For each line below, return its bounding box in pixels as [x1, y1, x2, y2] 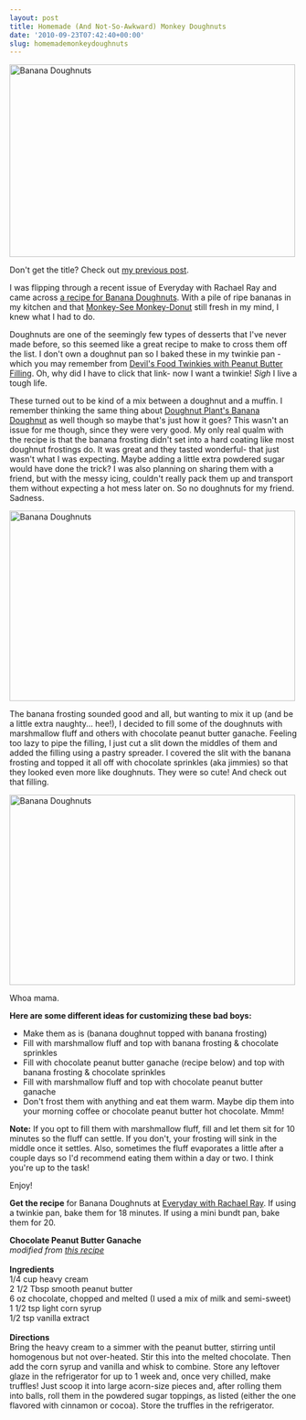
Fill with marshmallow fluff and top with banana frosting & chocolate [22, 1038, 279, 1049]
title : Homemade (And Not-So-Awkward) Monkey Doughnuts [9, 22, 227, 31]
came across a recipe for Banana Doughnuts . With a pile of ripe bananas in [9, 292, 292, 303]
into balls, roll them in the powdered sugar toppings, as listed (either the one [9, 1391, 297, 1402]
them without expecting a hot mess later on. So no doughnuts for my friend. [9, 483, 295, 494]
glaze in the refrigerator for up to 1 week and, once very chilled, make [9, 1371, 271, 1382]
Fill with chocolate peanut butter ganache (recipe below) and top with [22, 1057, 285, 1068]
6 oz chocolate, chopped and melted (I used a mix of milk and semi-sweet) [9, 1293, 291, 1304]
